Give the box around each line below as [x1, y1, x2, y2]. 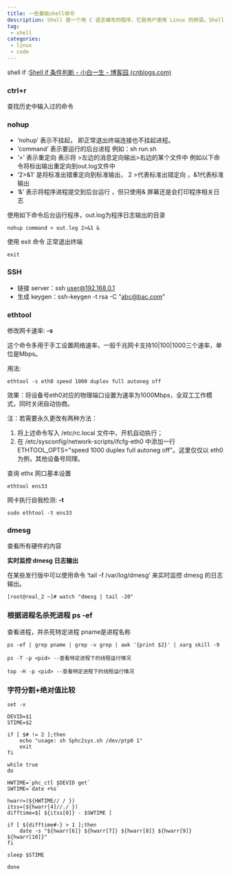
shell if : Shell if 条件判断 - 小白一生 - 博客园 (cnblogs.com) [7, 68, 172, 76]
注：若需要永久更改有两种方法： [7, 414, 98, 423]
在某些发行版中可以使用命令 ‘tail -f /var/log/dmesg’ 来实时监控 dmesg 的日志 [7, 571, 223, 580]
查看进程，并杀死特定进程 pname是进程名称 [7, 627, 131, 636]
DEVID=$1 [7, 713, 32, 720]
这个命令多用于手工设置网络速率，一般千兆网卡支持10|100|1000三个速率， [7, 341, 217, 349]
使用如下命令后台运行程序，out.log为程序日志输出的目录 [7, 211, 166, 219]
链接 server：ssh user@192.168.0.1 [16, 283, 115, 292]
